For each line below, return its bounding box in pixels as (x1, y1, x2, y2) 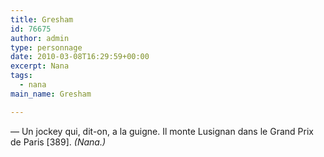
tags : (10, 71, 33, 81)
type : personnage (10, 42, 83, 53)
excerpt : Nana (10, 61, 70, 71)
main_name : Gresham (10, 89, 92, 99)
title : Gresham (10, 14, 74, 25)
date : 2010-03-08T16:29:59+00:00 (10, 52, 150, 62)
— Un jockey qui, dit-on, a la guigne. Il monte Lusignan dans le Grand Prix (10, 125, 314, 137)
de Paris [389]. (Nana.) (10, 136, 107, 148)
